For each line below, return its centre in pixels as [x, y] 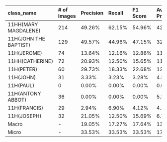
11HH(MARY [23, 24]
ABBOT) [17, 100]
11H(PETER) [23, 69]
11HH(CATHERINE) [31, 61]
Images [67, 16]
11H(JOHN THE [27, 39]
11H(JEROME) [25, 53]
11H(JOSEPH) [25, 116]
